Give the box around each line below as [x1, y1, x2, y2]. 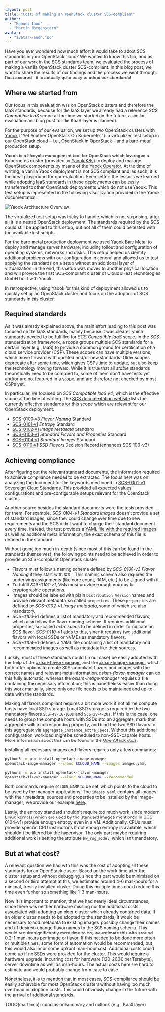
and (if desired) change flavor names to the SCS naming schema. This [5, 924, 148, 931]
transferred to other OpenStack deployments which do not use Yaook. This [5, 184, 157, 190]
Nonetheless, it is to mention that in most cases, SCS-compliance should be [5, 976, 159, 982]
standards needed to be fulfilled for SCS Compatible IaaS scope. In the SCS [5, 334, 159, 340]
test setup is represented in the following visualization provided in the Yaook [5, 189, 160, 195]
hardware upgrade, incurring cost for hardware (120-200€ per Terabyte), [5, 956, 154, 962]
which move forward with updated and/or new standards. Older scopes [5, 354, 150, 360]
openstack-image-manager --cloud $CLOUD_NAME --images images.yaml [5, 761, 147, 766]
